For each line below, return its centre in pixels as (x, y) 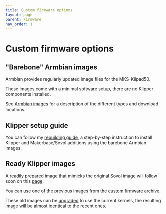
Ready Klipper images (40, 164)
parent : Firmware (23, 19)
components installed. (28, 94)
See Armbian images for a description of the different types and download (82, 104)
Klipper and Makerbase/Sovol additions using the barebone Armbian (76, 143)
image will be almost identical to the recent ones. (56, 206)
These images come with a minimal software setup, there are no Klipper (79, 89)
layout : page (19, 15)
